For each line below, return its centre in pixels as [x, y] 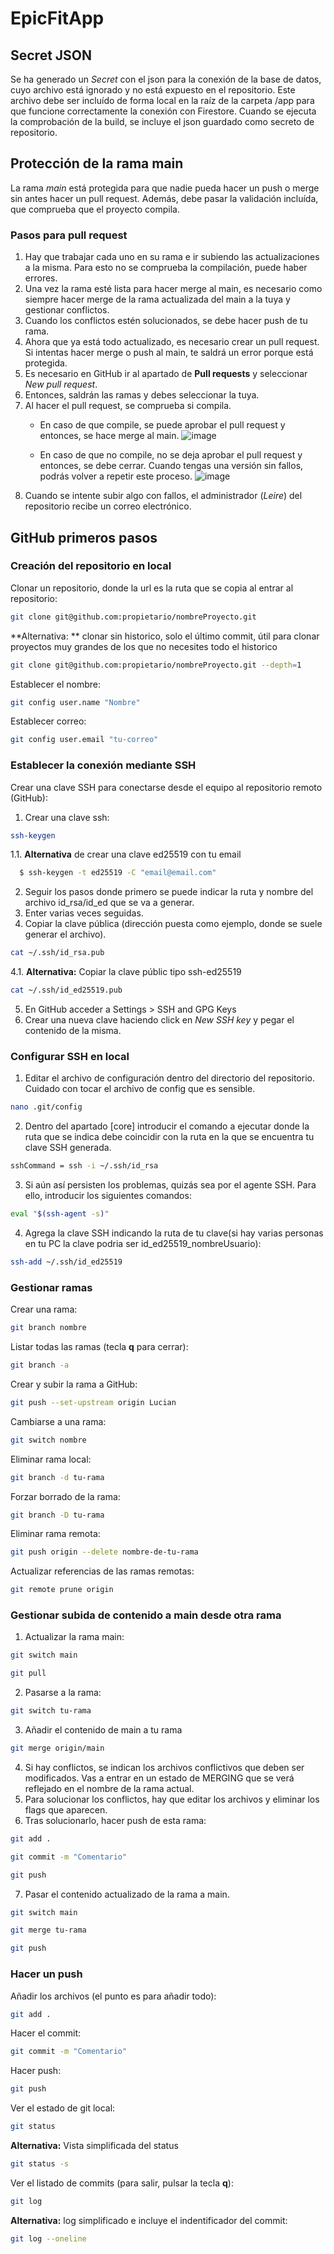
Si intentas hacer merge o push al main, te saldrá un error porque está [169, 353]
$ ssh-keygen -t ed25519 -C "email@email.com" [118, 873]
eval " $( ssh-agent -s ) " [60, 1214]
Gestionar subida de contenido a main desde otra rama [146, 1615]
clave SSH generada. [68, 1148]
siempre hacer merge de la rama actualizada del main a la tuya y [157, 299]
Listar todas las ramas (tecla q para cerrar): [99, 1347]
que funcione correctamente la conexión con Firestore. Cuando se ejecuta [163, 111]
